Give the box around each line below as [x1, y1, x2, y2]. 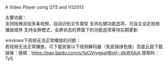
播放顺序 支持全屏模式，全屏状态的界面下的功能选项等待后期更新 [5, 27, 138, 33]
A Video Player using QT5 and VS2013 [5, 4, 84, 10]
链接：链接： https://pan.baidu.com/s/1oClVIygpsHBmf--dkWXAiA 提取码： [5, 50, 159, 56]
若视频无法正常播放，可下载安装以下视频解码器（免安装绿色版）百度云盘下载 [5, 44, 163, 49]
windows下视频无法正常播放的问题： [5, 37, 81, 43]
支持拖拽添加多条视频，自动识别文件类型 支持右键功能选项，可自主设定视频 [5, 21, 160, 26]
